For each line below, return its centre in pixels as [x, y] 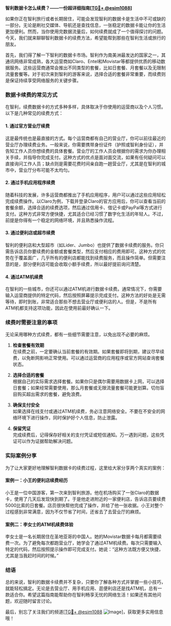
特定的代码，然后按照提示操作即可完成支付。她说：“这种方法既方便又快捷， [84, 549]
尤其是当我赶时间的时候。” [32, 556]
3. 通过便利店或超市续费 [30, 233]
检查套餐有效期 [28, 345]
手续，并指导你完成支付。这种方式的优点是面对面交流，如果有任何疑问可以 [88, 157]
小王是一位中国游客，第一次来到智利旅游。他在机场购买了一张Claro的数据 [82, 492]
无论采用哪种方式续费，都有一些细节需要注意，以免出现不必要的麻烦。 [79, 335]
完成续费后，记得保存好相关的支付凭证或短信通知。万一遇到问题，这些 [86, 435]
